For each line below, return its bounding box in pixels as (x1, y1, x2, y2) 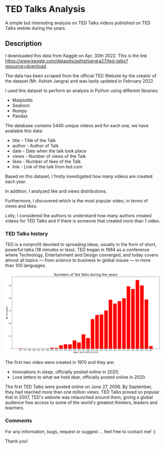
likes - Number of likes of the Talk (12, 158, 81, 164)
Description (5, 40, 42, 48)
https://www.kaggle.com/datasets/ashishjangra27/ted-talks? (5, 58, 129, 64)
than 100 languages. (5, 262, 46, 268)
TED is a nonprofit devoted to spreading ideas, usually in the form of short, (5, 242, 157, 248)
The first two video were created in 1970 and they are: (5, 359, 115, 365)
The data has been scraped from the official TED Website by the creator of (5, 73, 157, 79)
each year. (5, 178, 27, 184)
